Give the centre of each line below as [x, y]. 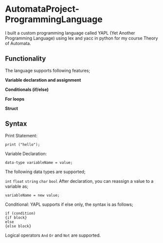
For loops [15, 99]
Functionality [26, 59]
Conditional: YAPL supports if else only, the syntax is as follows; [69, 204]
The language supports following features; [48, 70]
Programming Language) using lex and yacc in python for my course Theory [81, 38]
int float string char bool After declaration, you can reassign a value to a [79, 181]
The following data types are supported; [45, 172]
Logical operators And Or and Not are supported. [53, 235]
